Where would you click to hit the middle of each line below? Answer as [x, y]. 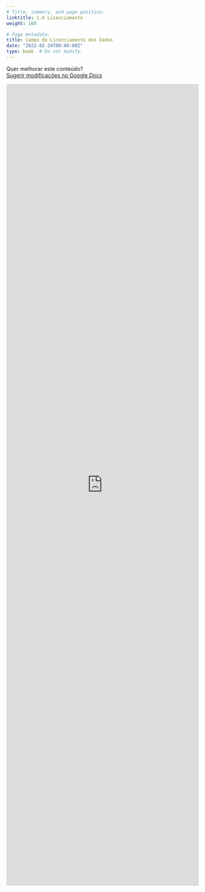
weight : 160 [21, 23]
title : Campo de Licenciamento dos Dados [60, 40]
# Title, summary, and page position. [56, 12]
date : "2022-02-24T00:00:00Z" [45, 46]
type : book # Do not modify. [45, 52]
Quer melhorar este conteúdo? [45, 68]
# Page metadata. [28, 34]
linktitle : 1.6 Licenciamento [45, 18]
